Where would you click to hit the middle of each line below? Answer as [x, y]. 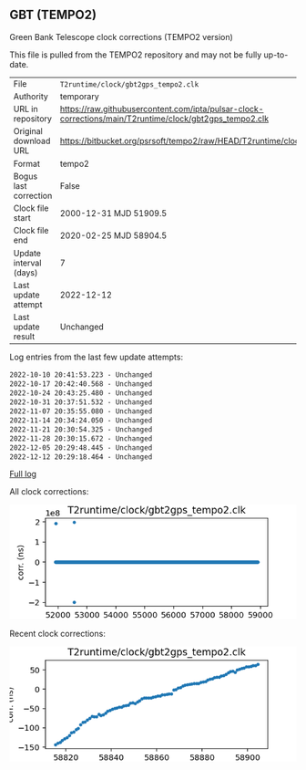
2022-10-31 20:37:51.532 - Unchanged [81, 402]
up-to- [276, 55]
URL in [25, 109]
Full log [23, 473]
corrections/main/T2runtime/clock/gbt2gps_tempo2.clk [164, 119]
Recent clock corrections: [58, 634]
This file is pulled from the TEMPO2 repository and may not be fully [136, 55]
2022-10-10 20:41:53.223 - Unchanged [81, 375]
